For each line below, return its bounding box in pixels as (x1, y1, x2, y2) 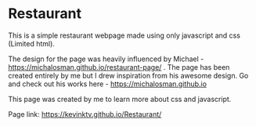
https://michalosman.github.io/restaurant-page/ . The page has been (8, 62, 230, 71)
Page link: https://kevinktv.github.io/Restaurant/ (8, 109, 162, 118)
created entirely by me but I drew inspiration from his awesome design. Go (8, 71, 249, 80)
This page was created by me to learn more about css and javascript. (8, 94, 232, 103)
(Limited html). (8, 38, 55, 48)
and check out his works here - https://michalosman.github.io (8, 79, 207, 89)
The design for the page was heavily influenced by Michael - (8, 54, 204, 63)
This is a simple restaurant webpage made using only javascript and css (8, 31, 241, 40)
